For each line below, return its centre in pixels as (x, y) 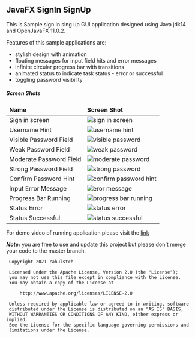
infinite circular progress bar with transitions (70, 67)
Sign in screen (29, 120)
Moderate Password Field (45, 159)
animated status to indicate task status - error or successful (89, 73)
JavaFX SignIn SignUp (49, 10)
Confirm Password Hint (42, 179)
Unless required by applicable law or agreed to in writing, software (99, 304)
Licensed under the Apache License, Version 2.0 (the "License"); (94, 272)
